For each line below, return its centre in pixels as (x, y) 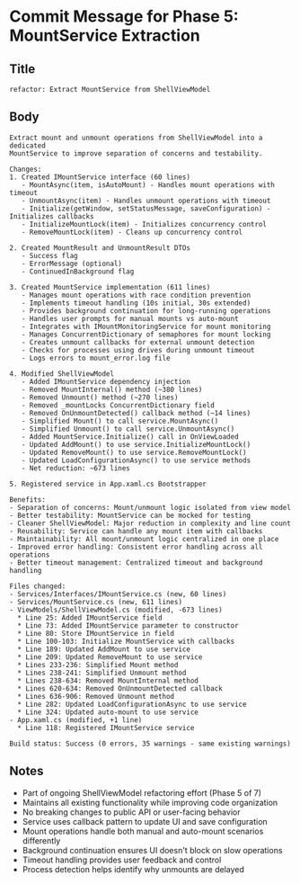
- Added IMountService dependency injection (106, 381)
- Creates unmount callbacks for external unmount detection (138, 342)
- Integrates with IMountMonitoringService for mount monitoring (146, 326)
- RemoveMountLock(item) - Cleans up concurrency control (132, 232)
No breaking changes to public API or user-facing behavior (131, 812)
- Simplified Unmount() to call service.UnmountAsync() (128, 429)
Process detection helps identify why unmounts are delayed (133, 869)
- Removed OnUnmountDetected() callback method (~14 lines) (136, 413)
